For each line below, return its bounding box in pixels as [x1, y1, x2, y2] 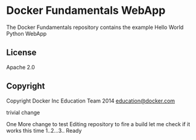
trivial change [6, 109, 40, 116]
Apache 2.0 [6, 63, 35, 71]
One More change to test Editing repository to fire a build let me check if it [6, 120, 191, 127]
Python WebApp [6, 30, 47, 37]
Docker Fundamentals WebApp [6, 4, 166, 17]
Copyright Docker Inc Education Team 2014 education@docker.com [6, 97, 175, 104]
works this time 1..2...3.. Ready [6, 127, 82, 134]
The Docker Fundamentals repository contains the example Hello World [6, 24, 184, 31]
